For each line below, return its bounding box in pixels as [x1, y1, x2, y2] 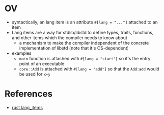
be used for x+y [19, 71, 51, 77]
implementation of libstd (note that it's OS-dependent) [19, 45, 129, 51]
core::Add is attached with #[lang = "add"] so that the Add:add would [19, 66, 160, 71]
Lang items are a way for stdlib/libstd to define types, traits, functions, [11, 29, 154, 35]
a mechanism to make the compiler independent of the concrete [19, 40, 149, 46]
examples [11, 50, 31, 56]
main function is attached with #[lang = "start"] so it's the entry [19, 55, 151, 61]
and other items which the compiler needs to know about [11, 35, 127, 41]
